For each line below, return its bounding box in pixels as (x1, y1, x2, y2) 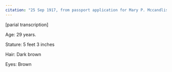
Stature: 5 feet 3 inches (5, 41, 55, 47)
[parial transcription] (5, 21, 49, 28)
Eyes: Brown (5, 61, 32, 67)
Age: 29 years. (5, 31, 36, 37)
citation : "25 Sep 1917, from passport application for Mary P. (5, 7, 145, 13)
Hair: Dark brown (5, 51, 41, 57)
